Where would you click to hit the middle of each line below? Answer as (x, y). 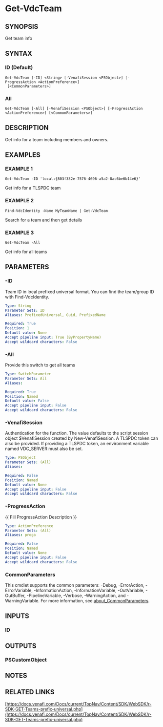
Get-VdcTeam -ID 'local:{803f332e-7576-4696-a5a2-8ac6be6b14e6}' (73, 179)
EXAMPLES (23, 155)
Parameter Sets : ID (25, 310)
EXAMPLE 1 (19, 169)
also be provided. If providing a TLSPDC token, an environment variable (77, 444)
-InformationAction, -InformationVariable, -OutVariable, (89, 590)
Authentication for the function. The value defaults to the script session (77, 433)
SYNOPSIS (22, 27)
